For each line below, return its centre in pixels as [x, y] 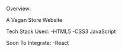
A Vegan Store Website [34, 20]
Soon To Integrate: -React [38, 43]
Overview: [19, 9]
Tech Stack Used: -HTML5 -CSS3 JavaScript [61, 31]
